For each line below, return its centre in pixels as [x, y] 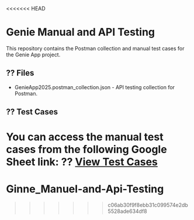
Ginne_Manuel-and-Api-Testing [85, 189]
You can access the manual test [85, 137]
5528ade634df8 [127, 211]
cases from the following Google [87, 150]
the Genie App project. [33, 55]
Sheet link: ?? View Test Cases [82, 162]
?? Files [20, 73]
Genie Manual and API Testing [81, 32]
